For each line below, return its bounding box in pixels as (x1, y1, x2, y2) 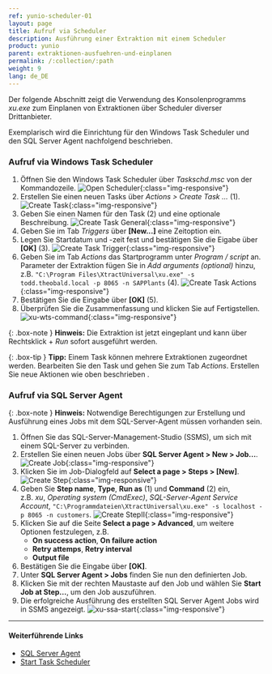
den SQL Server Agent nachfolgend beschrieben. (8, 135, 173, 146)
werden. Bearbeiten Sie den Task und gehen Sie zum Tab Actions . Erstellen (8, 360, 260, 370)
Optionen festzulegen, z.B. (19, 527, 109, 537)
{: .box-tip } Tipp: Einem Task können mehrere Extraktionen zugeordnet (8, 352, 248, 361)
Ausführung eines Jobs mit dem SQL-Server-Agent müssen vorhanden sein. (8, 416, 263, 426)
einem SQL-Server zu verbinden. (19, 441, 130, 450)
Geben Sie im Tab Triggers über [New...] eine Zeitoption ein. (19, 226, 223, 236)
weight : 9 (8, 65, 42, 73)
